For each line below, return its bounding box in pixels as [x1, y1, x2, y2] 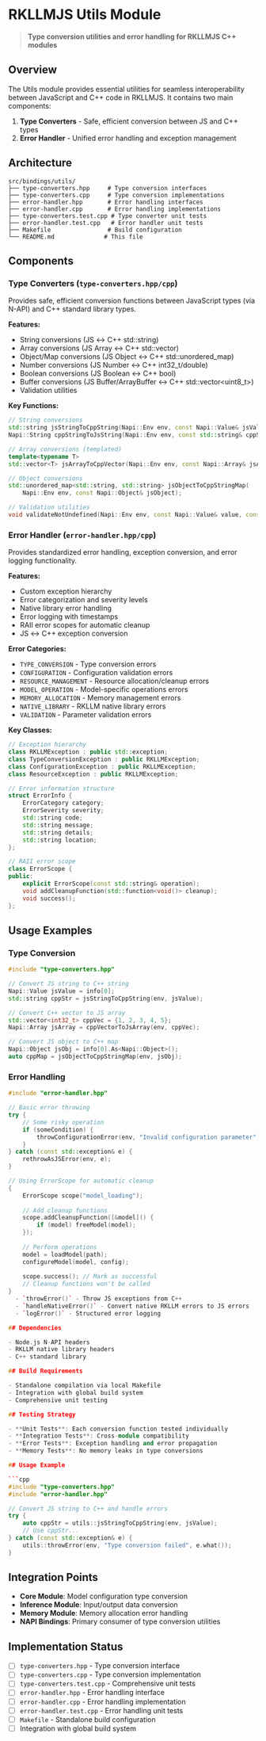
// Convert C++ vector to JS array [8, 1009, 126, 1017]
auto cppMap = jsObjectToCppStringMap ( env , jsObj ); [8, 1052, 182, 1061]
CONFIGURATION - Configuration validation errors [19, 668, 173, 678]
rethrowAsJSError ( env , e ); [22, 1155, 112, 1163]
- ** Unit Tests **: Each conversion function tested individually [8, 1425, 228, 1433]
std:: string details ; [22, 828, 93, 837]
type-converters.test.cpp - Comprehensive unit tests [19, 1678, 196, 1689]
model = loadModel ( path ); [22, 1250, 108, 1258]
